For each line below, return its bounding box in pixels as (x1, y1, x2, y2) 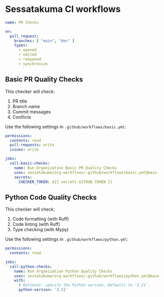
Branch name (12, 103, 40, 109)
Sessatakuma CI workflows (5, 3, 121, 15)
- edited (18, 52, 37, 57)
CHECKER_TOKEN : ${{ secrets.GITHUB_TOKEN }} (18, 179, 113, 184)
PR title (12, 98, 27, 104)
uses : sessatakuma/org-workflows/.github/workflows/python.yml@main (14, 273, 160, 279)
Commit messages (12, 109, 51, 115)
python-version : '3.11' (18, 288, 68, 293)
